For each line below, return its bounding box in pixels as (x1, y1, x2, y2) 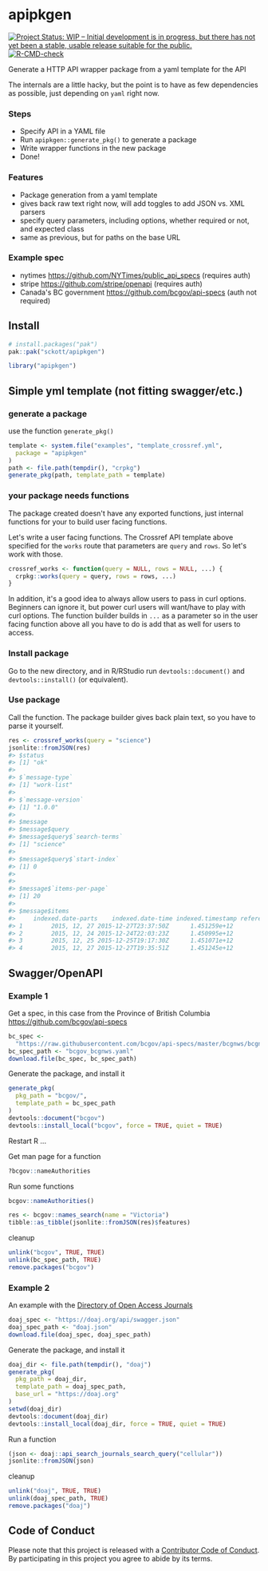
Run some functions (8, 1181, 74, 1191)
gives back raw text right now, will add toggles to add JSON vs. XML (19, 198, 245, 208)
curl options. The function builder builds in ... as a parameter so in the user (8, 611, 258, 620)
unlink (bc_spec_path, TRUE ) (8, 1256, 102, 1264)
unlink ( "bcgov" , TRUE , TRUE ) (8, 1248, 105, 1256)
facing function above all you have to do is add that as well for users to (8, 619, 241, 629)
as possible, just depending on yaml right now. (8, 88, 160, 97)
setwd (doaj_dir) (8, 1405, 62, 1413)
